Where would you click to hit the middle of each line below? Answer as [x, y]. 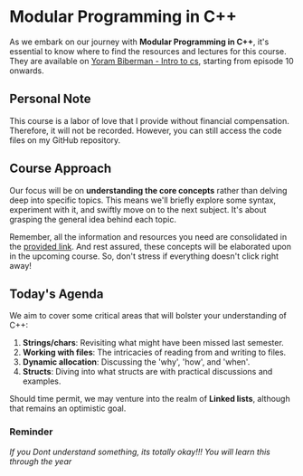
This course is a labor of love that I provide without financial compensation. [149, 120]
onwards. [27, 71]
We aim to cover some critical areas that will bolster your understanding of [148, 316]
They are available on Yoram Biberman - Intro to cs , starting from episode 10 [151, 61]
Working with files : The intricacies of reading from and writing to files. [154, 352]
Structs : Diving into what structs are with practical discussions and [147, 372]
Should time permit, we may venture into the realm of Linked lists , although [150, 399]
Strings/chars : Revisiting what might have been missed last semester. [153, 343]
